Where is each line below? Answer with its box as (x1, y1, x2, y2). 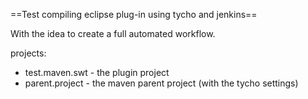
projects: (10, 47, 47, 59)
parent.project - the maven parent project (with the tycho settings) (24, 77, 299, 89)
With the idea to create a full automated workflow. (10, 28, 216, 39)
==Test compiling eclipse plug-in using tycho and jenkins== (10, 9, 258, 20)
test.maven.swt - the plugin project (24, 67, 170, 78)
